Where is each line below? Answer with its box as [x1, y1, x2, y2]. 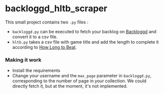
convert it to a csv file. [12, 34, 58, 40]
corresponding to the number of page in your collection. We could [12, 78, 147, 84]
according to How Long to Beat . [12, 44, 77, 50]
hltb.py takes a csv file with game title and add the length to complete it [12, 39, 159, 45]
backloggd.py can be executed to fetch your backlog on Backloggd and [12, 28, 157, 34]
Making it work [5, 56, 42, 63]
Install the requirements [12, 68, 61, 73]
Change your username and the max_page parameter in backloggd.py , [12, 73, 152, 79]
